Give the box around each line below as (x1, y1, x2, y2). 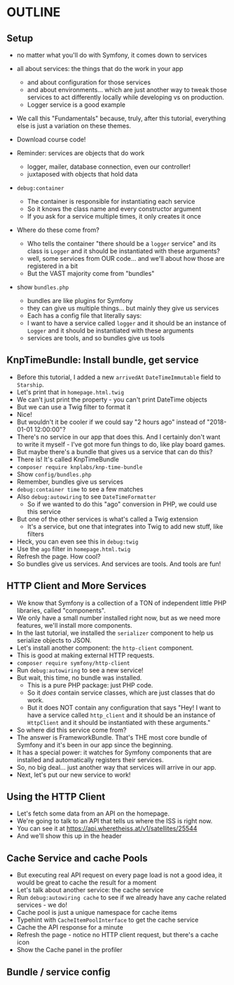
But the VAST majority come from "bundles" (27, 269, 155, 278)
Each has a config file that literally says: (27, 311, 142, 320)
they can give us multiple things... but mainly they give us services (27, 304, 219, 312)
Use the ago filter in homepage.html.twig (16, 544, 131, 553)
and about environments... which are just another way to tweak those (27, 86, 227, 94)
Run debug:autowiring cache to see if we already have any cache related (16, 894, 227, 902)
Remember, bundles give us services (16, 477, 124, 486)
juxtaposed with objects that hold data (27, 170, 138, 178)
